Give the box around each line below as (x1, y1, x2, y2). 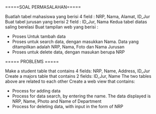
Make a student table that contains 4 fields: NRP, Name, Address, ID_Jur (5, 68, 150, 74)
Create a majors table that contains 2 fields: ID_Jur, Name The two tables (5, 73, 152, 79)
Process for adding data (12, 88, 61, 93)
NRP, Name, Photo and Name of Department (12, 98, 102, 104)
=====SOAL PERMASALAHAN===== (5, 4, 81, 10)
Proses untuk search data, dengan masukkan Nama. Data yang (12, 39, 139, 45)
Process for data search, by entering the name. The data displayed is (12, 93, 151, 99)
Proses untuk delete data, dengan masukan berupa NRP (12, 49, 125, 55)
